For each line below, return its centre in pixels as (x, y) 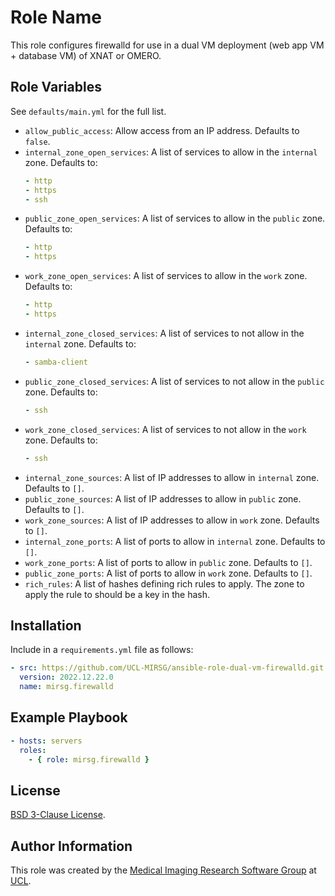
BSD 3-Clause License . (58, 815)
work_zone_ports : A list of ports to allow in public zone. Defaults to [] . (168, 562)
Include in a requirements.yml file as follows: (102, 650)
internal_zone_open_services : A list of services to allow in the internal (171, 152)
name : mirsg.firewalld (66, 687)
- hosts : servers (46, 741)
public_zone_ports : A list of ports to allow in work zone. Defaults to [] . (168, 573)
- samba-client (56, 362)
